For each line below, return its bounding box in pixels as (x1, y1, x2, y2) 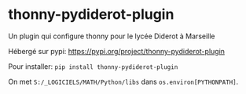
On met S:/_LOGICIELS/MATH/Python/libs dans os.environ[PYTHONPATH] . (8, 77, 239, 86)
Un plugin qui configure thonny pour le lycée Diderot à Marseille (8, 31, 215, 41)
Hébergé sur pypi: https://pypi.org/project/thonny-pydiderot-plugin (8, 46, 226, 56)
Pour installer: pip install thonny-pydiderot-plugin (8, 61, 178, 71)
